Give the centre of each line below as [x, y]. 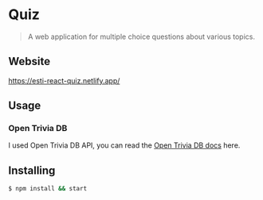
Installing [32, 170]
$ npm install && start [48, 189]
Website [29, 62]
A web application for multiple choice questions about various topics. [141, 37]
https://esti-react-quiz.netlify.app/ [64, 80]
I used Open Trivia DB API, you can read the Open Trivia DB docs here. [124, 145]
